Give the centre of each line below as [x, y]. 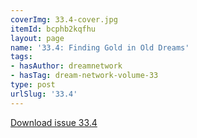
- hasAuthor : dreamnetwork [66, 66]
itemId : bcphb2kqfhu [53, 29]
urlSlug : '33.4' [44, 94]
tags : [21, 57]
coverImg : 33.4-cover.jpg [64, 19]
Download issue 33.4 [54, 122]
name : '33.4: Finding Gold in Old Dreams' [100, 47]
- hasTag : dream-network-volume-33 [84, 76]
